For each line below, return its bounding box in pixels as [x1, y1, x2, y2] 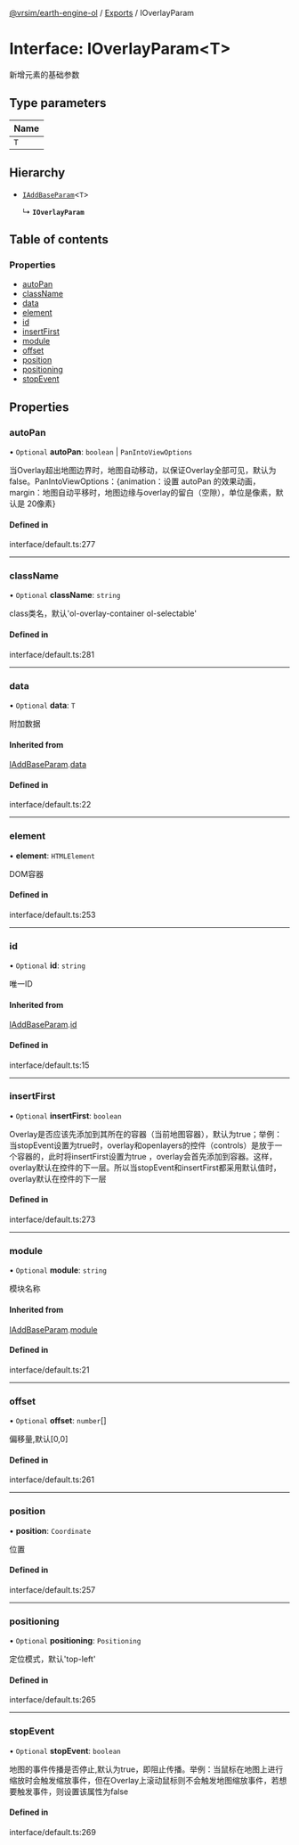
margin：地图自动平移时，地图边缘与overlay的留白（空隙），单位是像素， [9, 487, 276, 497]
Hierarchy [9, 165, 66, 181]
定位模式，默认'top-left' [9, 1653, 96, 1665]
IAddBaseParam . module [9, 1324, 98, 1335]
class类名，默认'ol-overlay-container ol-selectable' [9, 608, 198, 619]
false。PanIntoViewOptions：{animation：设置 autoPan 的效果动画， [9, 476, 261, 487]
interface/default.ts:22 [9, 799, 92, 810]
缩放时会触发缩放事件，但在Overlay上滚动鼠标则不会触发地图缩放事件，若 [9, 1775, 279, 1785]
